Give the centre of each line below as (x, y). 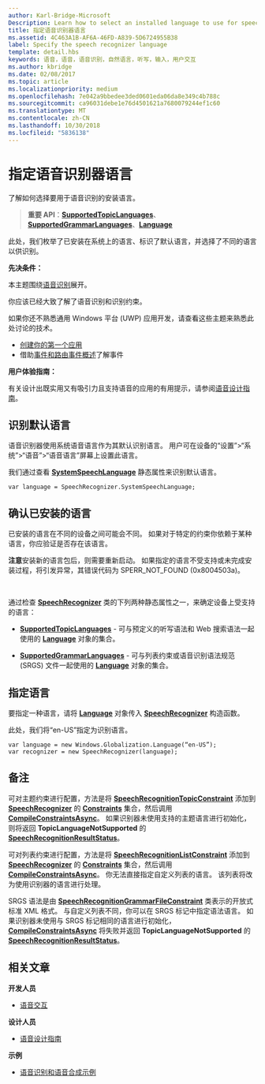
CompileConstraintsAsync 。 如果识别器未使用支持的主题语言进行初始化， (129, 818)
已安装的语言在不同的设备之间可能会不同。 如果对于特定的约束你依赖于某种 (130, 534)
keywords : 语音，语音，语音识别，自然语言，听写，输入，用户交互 (102, 60)
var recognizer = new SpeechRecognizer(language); (93, 752)
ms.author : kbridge (40, 67)
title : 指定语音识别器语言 (47, 30)
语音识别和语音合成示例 (58, 1072)
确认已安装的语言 (50, 513)
